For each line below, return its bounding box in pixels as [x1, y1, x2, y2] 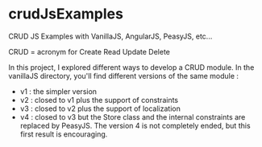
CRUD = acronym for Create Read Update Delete [8, 47, 171, 56]
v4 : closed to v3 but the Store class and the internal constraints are [19, 112, 246, 121]
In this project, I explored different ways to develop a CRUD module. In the [8, 62, 255, 72]
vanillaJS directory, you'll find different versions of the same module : [8, 71, 239, 80]
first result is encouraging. [19, 129, 108, 139]
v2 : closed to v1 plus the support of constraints [19, 95, 179, 104]
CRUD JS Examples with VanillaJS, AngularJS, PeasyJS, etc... [8, 31, 213, 41]
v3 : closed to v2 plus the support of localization [19, 104, 181, 113]
